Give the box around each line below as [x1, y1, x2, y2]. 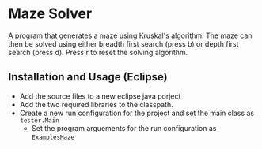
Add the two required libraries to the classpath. [19, 99, 173, 109]
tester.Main [19, 116, 59, 125]
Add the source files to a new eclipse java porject [19, 91, 181, 101]
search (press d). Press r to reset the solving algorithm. [8, 47, 188, 57]
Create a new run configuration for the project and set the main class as [19, 108, 255, 117]
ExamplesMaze [31, 133, 75, 141]
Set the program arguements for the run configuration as [31, 123, 217, 132]
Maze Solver [8, 5, 93, 23]
